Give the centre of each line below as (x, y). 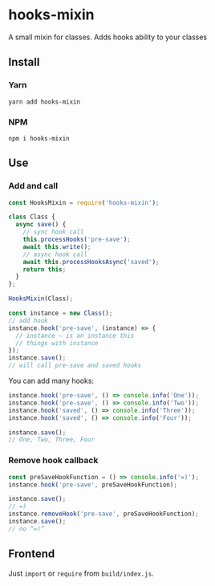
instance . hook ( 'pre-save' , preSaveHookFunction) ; (93, 484)
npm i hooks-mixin (39, 138)
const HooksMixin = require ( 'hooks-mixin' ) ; (84, 202)
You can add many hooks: (51, 381)
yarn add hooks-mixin (45, 102)
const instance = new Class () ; (61, 313)
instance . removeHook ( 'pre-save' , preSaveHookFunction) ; (103, 514)
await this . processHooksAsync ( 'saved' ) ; (91, 262)
